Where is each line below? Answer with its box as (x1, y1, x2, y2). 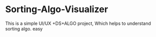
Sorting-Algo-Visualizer (5, 4, 108, 15)
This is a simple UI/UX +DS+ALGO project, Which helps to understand (5, 20, 151, 26)
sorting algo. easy (5, 25, 43, 31)
